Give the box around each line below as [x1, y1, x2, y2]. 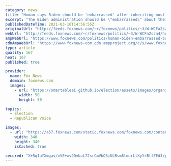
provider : [5, 69, 26, 74]
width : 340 [14, 134, 38, 140]
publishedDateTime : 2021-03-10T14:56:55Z [5, 21, 95, 27]
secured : [5, 153, 24, 158]
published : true [5, 60, 40, 65]
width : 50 [18, 92, 40, 97]
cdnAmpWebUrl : [5, 41, 36, 46]
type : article [5, 45, 36, 50]
